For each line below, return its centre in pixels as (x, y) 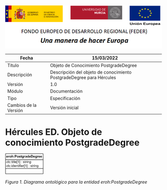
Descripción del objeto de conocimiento (91, 72)
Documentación (66, 91)
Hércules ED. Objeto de (54, 132)
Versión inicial (64, 108)
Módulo (15, 91)
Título (13, 65)
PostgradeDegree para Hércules (83, 77)
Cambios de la (22, 105)
